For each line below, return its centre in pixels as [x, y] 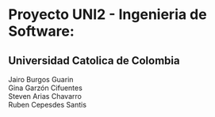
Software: [42, 31]
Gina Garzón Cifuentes [46, 88]
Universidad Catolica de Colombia [94, 60]
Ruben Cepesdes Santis [48, 105]
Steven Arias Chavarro [45, 96]
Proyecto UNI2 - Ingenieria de [108, 15]
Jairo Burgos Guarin [41, 79]
